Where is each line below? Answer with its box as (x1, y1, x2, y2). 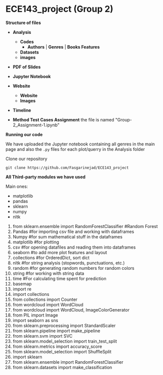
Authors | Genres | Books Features (27, 44, 100, 50)
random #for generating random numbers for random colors (12, 265, 135, 271)
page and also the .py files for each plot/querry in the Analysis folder (5, 146, 145, 152)
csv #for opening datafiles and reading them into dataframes (12, 244, 136, 250)
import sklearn (12, 354, 42, 360)
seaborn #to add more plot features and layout (12, 249, 108, 255)
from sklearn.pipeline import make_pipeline (12, 328, 100, 334)
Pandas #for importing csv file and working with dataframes (12, 229, 135, 234)
